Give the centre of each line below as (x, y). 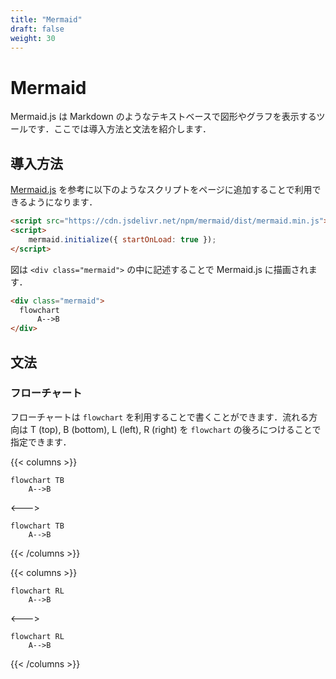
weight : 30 (33, 38)
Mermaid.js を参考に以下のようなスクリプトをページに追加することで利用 (161, 190)
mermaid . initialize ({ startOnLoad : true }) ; (122, 239)
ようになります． (62, 202)
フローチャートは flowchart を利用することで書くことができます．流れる (160, 417)
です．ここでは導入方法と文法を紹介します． (119, 129)
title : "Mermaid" (46, 19)
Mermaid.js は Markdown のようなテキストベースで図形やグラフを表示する (163, 117)
